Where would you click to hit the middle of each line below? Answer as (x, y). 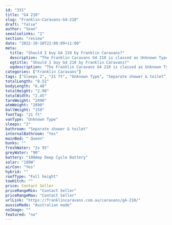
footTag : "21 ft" (24, 115)
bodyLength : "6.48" (26, 86)
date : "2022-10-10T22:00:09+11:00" (43, 43)
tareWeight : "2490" (26, 100)
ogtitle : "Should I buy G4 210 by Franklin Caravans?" (70, 62)
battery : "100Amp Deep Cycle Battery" (47, 157)
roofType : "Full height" (32, 176)
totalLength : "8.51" (27, 81)
